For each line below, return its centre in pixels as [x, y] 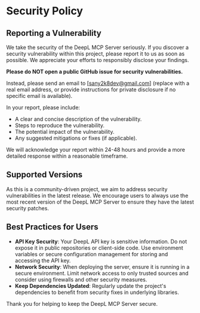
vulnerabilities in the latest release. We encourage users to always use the [97, 195]
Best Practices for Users [52, 227]
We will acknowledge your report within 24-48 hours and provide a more [96, 150]
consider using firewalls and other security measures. [81, 280]
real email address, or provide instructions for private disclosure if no [91, 90]
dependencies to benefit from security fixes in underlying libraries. [97, 292]
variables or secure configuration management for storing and [91, 254]
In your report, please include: [43, 108]
